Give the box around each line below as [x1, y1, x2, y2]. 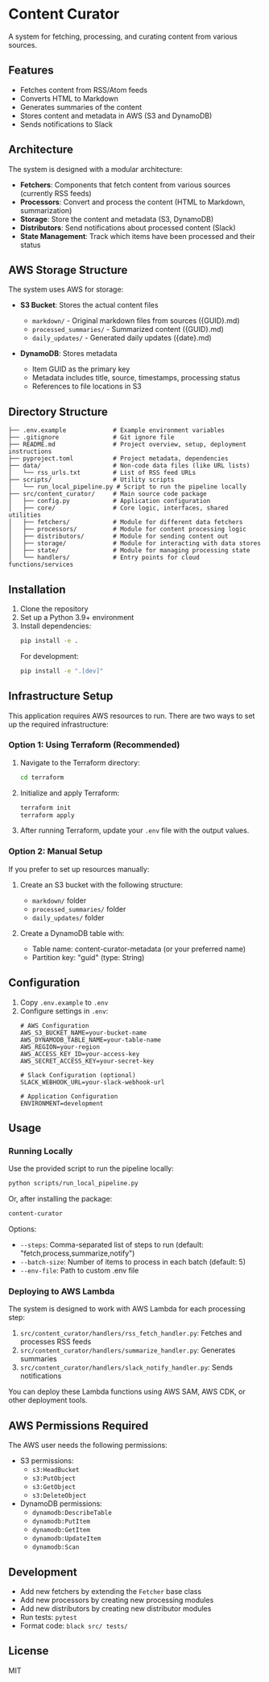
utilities [8, 511, 42, 519]
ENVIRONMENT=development [19, 1099, 104, 1107]
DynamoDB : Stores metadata [19, 349, 118, 359]
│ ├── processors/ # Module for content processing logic [8, 526, 247, 534]
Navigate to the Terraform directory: [19, 757, 140, 767]
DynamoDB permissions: [19, 1499, 102, 1508]
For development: [19, 651, 79, 661]
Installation [8, 582, 66, 596]
